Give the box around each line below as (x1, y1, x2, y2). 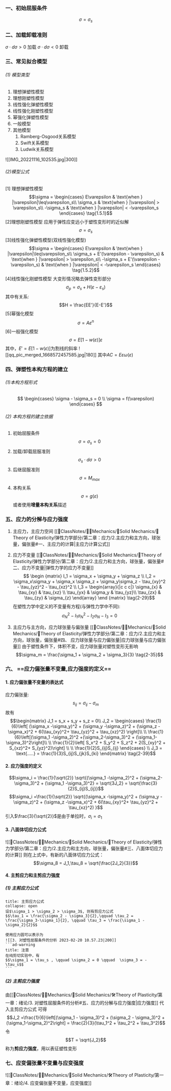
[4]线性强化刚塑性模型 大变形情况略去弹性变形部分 (5, 275, 111, 282)
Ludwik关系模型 (20, 146, 54, 152)
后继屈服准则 (12, 466, 40, 473)
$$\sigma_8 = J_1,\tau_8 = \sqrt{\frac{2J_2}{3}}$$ (33, 860, 139, 866)
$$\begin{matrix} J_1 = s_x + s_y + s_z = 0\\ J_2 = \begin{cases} (10, 718, 145, 724)
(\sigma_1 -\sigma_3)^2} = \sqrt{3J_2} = (45, 780, 128, 786)
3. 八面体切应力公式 (5, 826, 47, 832)
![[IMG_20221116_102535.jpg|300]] (5, 156, 78, 162)
